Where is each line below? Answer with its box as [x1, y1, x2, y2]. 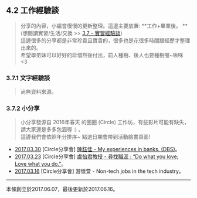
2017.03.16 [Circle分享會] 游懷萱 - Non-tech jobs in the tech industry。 [14, 168, 185, 175]
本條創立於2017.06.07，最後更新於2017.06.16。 [6, 186, 118, 193]
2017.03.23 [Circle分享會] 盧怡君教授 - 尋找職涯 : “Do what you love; [14, 153, 179, 160]
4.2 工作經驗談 [6, 5, 59, 16]
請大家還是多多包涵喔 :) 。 [20, 126, 84, 133]
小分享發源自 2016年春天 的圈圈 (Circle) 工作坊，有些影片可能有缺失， [20, 119, 189, 126]
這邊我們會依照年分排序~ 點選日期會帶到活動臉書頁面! [20, 134, 151, 141]
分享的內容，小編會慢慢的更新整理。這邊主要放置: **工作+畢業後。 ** [20, 22, 188, 29]
